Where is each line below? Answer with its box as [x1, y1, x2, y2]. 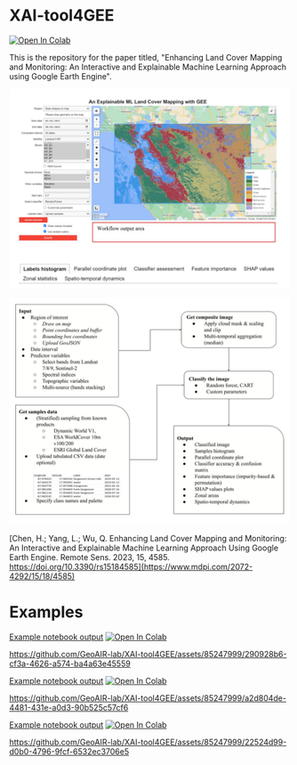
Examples [9, 602, 84, 622]
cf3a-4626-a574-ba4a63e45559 [9, 658, 131, 669]
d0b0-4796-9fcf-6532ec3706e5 [9, 745, 130, 757]
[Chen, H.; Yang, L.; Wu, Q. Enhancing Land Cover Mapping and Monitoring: [9, 533, 287, 543]
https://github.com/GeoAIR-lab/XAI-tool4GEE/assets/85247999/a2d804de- [9, 692, 287, 704]
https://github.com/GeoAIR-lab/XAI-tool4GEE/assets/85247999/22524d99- [9, 737, 287, 747]
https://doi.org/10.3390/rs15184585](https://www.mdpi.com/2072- [9, 561, 253, 572]
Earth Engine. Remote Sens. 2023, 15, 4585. [9, 551, 171, 562]
